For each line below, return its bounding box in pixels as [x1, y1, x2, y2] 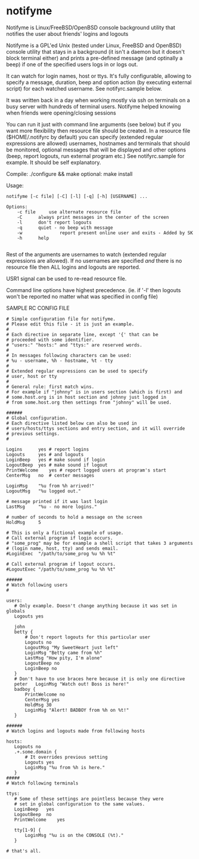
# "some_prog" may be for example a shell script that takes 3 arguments [6, 540, 194, 546]
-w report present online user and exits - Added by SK [17, 230, 194, 236]
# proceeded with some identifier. [6, 337, 95, 343]
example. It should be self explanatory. [6, 159, 101, 166]
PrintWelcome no [24, 691, 66, 697]
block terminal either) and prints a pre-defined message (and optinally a [6, 54, 183, 61]
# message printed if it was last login [6, 498, 108, 504]
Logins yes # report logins [6, 446, 89, 452]
